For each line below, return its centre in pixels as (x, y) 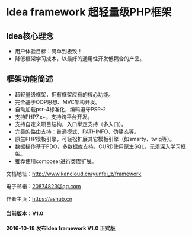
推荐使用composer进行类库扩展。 (56, 161)
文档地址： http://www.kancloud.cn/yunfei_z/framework (74, 174)
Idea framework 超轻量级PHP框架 (89, 12)
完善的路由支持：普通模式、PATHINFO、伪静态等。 (77, 132)
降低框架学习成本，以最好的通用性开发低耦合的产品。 (80, 59)
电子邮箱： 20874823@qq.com (44, 186)
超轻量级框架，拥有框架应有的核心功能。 (64, 94)
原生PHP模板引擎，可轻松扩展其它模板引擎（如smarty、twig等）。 (95, 139)
